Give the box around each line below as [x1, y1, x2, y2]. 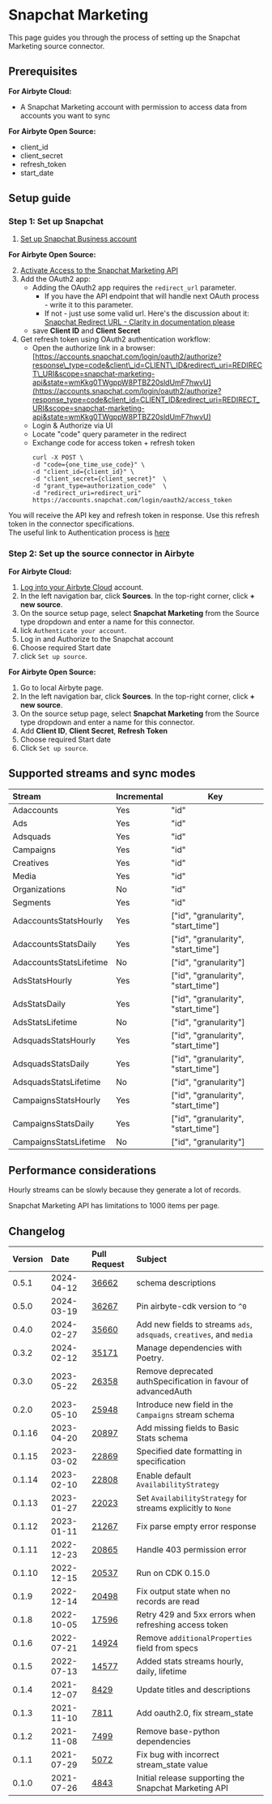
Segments [12, 897, 51, 908]
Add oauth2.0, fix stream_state [136, 1707, 253, 1719]
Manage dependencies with [136, 1342, 243, 1354]
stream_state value [136, 1759, 209, 1771]
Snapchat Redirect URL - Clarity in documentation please [44, 317, 236, 327]
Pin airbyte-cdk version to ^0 [136, 1301, 247, 1312]
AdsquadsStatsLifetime [12, 1076, 101, 1087]
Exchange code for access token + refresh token [32, 438, 196, 448]
